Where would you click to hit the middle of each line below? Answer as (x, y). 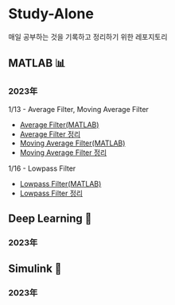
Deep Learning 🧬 (50, 219)
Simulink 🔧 (35, 269)
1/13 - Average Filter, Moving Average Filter (79, 109)
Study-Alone (51, 14)
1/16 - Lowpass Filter (42, 168)
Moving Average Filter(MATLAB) (72, 143)
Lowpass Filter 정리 (51, 193)
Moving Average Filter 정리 (63, 152)
